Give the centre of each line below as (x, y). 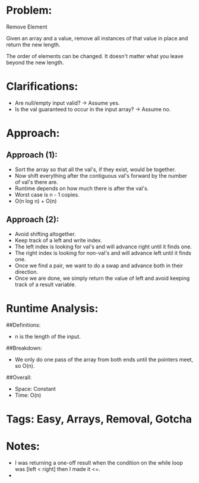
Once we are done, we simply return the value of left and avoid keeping (102, 278)
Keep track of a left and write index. (59, 240)
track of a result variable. (45, 284)
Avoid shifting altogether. (45, 234)
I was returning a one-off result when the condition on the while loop (99, 463)
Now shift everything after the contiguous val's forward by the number (101, 175)
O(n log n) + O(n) (36, 201)
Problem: (29, 10)
